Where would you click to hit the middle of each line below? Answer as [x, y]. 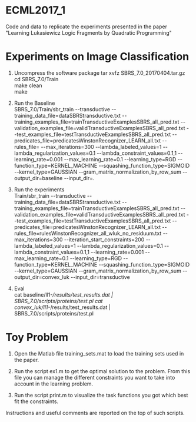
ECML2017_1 [36, 10]
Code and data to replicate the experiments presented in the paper [86, 26]
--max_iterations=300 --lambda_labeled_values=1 [101, 147]
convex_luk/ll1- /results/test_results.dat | [62, 307]
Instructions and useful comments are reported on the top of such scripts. [95, 413]
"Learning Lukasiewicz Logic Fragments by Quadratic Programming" [89, 32]
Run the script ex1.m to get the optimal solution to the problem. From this [102, 371]
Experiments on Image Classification [97, 57]
